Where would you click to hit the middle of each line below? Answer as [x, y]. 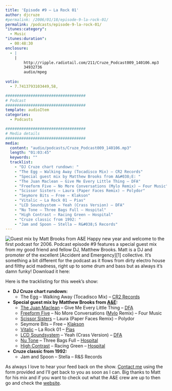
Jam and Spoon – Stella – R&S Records [61, 357]
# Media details [23, 133]
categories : [18, 115]
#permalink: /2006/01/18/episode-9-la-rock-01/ [57, 19]
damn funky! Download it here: [38, 271]
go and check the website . [33, 383]
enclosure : [17, 48]
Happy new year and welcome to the [126, 239]
